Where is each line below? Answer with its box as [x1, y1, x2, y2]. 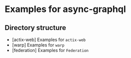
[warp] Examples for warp [12, 42, 65, 48]
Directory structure [5, 23, 66, 32]
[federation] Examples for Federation [12, 47, 89, 53]
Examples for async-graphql [5, 3, 126, 15]
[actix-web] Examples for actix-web [12, 36, 86, 42]
